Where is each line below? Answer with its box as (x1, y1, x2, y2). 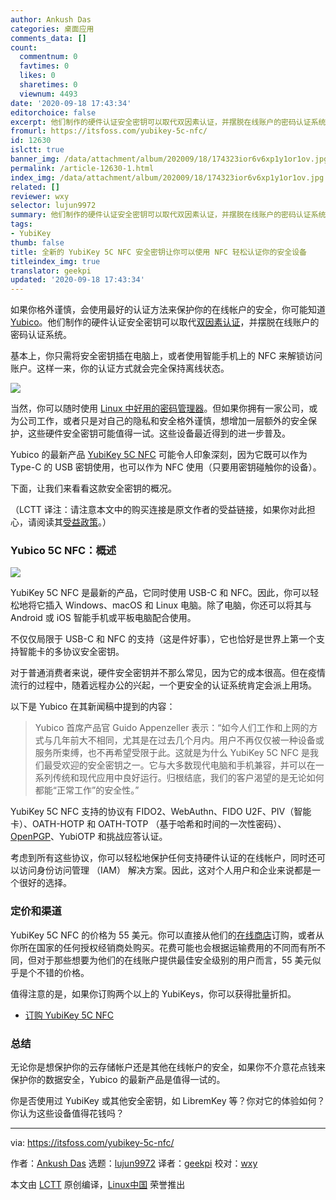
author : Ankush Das (10, 14, 92, 25)
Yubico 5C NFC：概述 (10, 544, 117, 558)
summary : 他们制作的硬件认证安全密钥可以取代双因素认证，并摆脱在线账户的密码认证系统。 (10, 210, 334, 220)
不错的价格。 (36, 966, 90, 978)
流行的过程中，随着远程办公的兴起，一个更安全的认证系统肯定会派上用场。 (10, 679, 317, 691)
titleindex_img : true (10, 256, 101, 266)
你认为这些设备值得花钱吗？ (10, 1107, 125, 1120)
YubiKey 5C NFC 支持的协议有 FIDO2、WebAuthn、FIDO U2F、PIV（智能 (10, 806, 312, 818)
